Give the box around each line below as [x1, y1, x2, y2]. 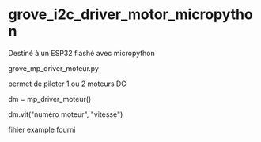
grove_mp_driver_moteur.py [8, 63, 99, 73]
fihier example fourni [8, 125, 76, 134]
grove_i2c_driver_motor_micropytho [8, 6, 253, 24]
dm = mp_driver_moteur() [8, 94, 92, 103]
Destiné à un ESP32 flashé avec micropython [8, 48, 156, 58]
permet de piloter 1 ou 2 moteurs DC [8, 79, 127, 88]
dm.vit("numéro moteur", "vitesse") [8, 109, 123, 119]
